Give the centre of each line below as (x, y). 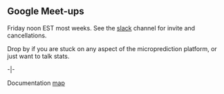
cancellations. (27, 35)
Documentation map (36, 83)
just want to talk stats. (38, 56)
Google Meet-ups (46, 11)
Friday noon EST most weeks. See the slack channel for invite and (101, 28)
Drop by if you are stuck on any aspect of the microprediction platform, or (112, 48)
